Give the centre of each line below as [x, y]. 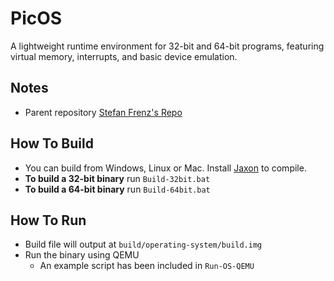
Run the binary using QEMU [82, 255]
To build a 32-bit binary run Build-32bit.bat [117, 178]
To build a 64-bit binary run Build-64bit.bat [117, 189]
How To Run [48, 220]
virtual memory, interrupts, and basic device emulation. [124, 56]
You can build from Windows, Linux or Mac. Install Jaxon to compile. [165, 168]
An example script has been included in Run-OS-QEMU [147, 266]
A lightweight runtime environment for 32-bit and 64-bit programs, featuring [167, 46]
